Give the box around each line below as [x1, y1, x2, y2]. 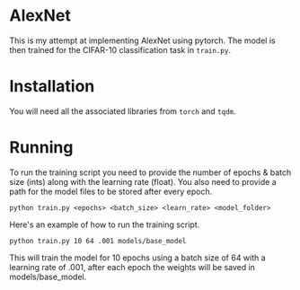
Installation [9, 76, 95, 97]
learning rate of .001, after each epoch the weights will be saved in [9, 261, 256, 272]
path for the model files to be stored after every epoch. [9, 186, 213, 197]
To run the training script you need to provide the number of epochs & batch [9, 167, 292, 178]
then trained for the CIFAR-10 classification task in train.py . [9, 44, 232, 55]
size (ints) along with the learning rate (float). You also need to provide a [9, 176, 277, 187]
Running [9, 137, 74, 158]
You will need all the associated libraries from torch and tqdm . [9, 105, 236, 117]
